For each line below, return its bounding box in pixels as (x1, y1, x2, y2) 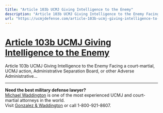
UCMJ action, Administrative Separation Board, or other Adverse (5, 68, 134, 74)
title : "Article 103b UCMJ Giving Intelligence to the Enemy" (5, 7, 133, 12)
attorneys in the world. (19, 98, 65, 103)
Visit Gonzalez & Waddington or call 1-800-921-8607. (5, 102, 112, 109)
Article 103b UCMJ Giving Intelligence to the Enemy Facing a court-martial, (5, 63, 155, 69)
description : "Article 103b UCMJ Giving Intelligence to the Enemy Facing (5, 12, 160, 16)
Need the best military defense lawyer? (5, 87, 86, 93)
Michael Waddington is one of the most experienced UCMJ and (5, 92, 132, 98)
